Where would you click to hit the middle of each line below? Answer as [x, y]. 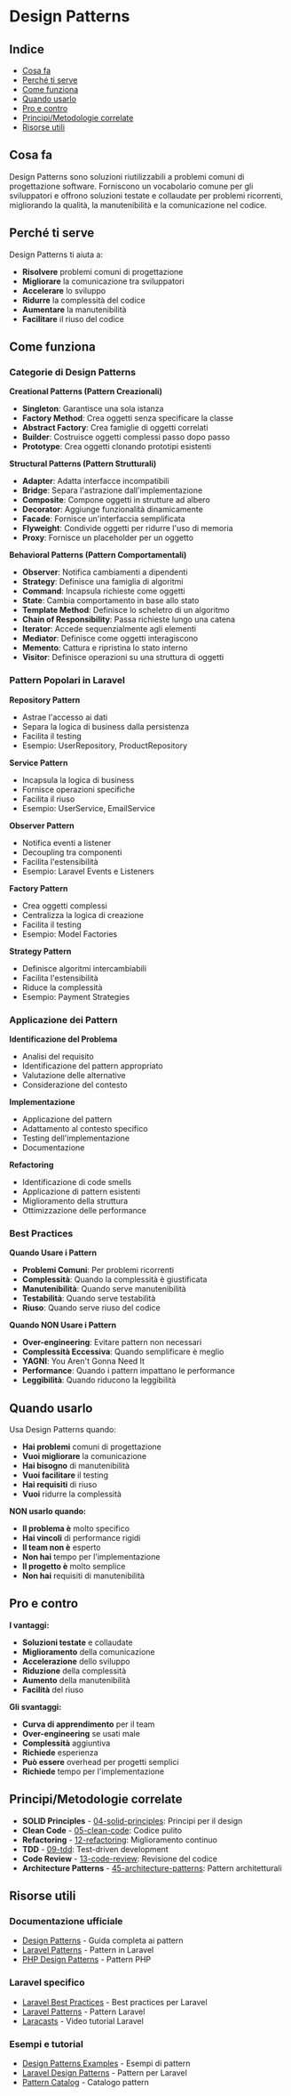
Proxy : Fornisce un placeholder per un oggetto [107, 538]
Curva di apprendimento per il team [88, 1724]
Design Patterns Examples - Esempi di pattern [106, 2063]
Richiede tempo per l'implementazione [93, 1771]
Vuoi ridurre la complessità [72, 1494]
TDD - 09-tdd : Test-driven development [95, 1849]
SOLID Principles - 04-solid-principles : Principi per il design [132, 1820]
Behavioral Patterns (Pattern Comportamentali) [98, 555]
